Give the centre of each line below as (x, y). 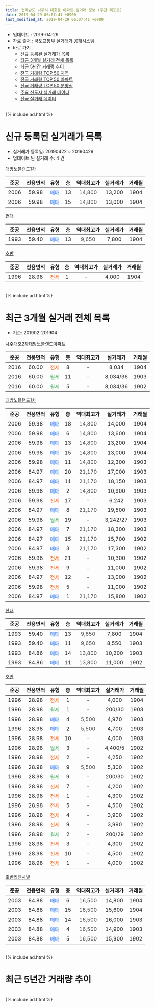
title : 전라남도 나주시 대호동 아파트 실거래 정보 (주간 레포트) (64, 10)
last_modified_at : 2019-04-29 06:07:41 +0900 (54, 19)
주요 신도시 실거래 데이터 (45, 92)
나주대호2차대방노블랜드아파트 (35, 344)
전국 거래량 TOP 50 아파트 (46, 79)
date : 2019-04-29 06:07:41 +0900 (41, 15)
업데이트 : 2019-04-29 (35, 35)
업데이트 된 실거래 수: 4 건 (38, 158)
